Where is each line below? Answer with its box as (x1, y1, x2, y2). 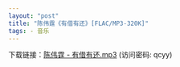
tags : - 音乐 (8, 27, 50, 35)
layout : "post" (8, 11, 59, 20)
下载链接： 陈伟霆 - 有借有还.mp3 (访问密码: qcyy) (8, 50, 173, 60)
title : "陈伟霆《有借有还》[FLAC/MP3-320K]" (8, 19, 149, 27)
